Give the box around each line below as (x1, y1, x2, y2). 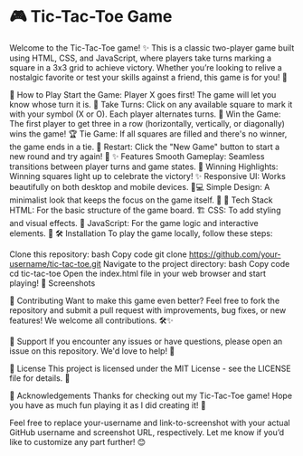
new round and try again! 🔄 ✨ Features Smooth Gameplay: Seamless (9, 150, 265, 162)
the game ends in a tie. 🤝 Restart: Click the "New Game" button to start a (9, 141, 280, 152)
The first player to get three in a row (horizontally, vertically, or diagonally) (9, 118, 285, 128)
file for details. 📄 (9, 372, 71, 384)
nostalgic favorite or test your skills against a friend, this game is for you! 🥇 (9, 71, 288, 82)
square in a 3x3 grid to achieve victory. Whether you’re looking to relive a (9, 62, 282, 72)
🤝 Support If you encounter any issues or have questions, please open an (9, 336, 283, 347)
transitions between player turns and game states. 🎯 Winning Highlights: (9, 161, 279, 172)
